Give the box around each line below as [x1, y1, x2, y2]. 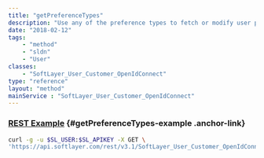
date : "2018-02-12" [8, 26, 72, 34]
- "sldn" [22, 48, 51, 56]
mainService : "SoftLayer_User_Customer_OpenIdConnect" [8, 92, 195, 100]
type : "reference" [8, 77, 68, 85]
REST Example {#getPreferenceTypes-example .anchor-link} [8, 118, 246, 129]
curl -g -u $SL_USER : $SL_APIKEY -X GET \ [8, 135, 146, 144]
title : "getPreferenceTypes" [8, 11, 104, 20]
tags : [8, 33, 26, 42]
